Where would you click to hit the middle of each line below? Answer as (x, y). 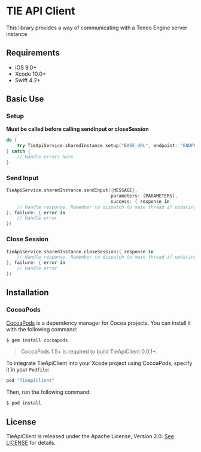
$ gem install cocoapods (37, 340)
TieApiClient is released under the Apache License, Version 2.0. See (90, 436)
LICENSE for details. (31, 443)
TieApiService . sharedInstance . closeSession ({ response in (80, 252)
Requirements (33, 53)
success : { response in (140, 201)
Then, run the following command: (48, 392)
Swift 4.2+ (28, 80)
